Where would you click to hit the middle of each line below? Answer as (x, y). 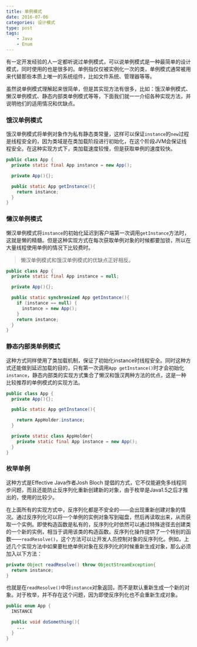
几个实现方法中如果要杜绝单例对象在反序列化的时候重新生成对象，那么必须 (101, 546)
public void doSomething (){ (46, 622)
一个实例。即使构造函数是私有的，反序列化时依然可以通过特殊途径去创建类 (101, 524)
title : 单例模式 (24, 11)
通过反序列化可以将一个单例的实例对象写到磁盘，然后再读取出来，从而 (101, 517)
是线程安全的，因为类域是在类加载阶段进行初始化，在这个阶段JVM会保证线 (96, 141)
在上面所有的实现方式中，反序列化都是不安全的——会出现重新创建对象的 (93, 509)
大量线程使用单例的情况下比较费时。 (50, 248)
